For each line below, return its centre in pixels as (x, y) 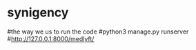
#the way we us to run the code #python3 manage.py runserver (98, 32)
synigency (38, 13)
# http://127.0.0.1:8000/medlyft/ (51, 38)
